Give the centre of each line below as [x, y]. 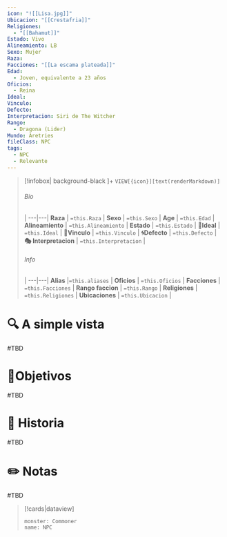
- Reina [24, 90]
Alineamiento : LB [32, 46]
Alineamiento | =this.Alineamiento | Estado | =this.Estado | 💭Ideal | [122, 225]
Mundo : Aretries [30, 135]
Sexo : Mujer [24, 52]
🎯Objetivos [39, 376]
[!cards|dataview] [49, 509]
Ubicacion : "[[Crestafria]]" [49, 20]
